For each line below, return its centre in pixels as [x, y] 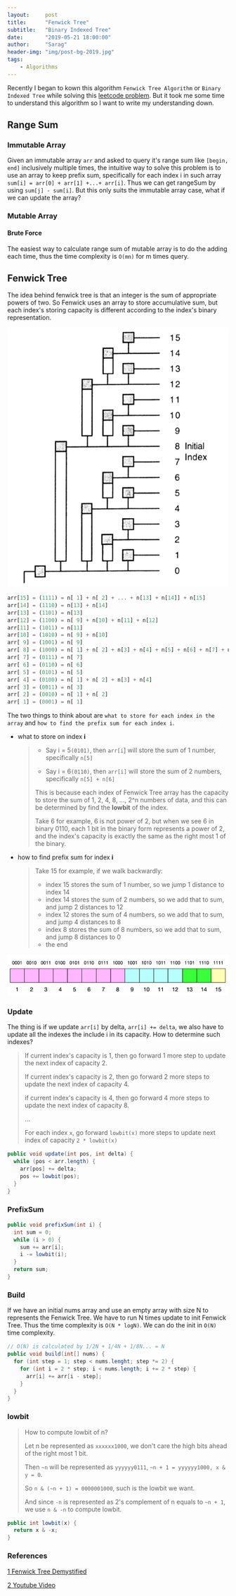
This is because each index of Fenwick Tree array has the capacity [132, 792]
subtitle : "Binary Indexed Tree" [59, 30]
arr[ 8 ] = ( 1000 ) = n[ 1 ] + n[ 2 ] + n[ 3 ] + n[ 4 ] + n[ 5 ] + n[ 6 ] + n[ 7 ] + [116, 650]
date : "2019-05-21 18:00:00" [59, 37]
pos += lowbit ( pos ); [50, 1177]
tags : [15, 60]
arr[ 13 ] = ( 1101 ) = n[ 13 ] [45, 613]
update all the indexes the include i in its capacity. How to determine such [114, 1035]
